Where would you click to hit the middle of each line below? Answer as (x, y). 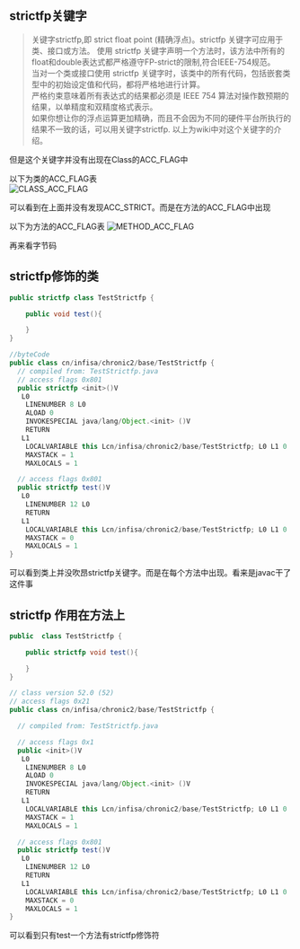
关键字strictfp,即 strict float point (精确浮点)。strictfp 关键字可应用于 (157, 40)
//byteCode (30, 355)
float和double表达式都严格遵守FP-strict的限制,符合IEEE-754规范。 (153, 62)
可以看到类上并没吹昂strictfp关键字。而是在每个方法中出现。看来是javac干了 (150, 573)
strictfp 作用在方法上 (67, 615)
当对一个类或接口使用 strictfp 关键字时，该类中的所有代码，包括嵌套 (157, 73)
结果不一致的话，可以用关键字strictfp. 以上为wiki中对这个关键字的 (152, 129)
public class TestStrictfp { (66, 636)
